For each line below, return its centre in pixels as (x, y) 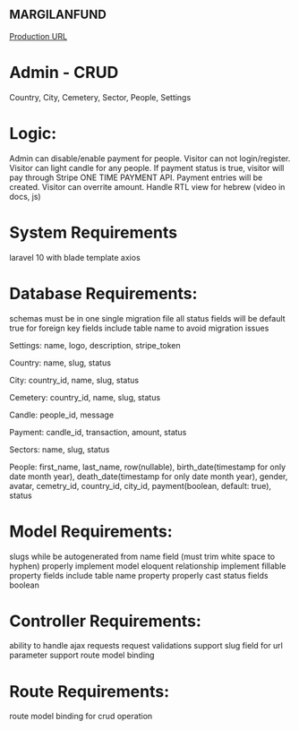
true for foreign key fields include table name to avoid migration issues (139, 328)
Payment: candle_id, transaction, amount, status (98, 432)
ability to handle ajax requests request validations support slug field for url (146, 646)
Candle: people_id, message (62, 415)
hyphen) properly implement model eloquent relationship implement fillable (148, 566)
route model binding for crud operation (81, 717)
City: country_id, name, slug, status (74, 380)
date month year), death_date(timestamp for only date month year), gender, (149, 476)
